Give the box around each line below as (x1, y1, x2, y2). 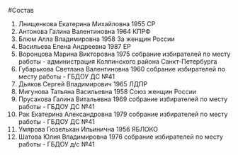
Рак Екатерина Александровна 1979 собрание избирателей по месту (18, 110, 228, 118)
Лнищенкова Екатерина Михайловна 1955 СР (18, 20, 156, 28)
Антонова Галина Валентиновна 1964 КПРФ (18, 28, 151, 35)
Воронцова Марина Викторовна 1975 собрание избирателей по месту (18, 50, 231, 58)
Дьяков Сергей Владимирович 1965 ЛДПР (18, 80, 148, 88)
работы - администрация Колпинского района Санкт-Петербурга (18, 57, 217, 66)
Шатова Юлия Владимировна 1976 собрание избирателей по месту (18, 132, 224, 141)
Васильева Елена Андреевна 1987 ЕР (18, 42, 132, 50)
